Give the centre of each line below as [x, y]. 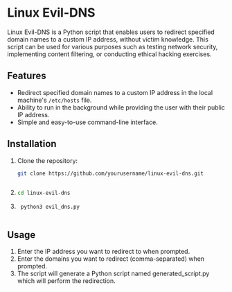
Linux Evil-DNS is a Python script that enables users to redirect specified [111, 32]
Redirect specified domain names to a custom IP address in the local [115, 92]
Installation [32, 144]
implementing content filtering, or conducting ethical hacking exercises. [110, 54]
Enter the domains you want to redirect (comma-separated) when [111, 259]
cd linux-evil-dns [44, 193]
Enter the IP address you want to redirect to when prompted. [104, 251]
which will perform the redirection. [66, 281]
